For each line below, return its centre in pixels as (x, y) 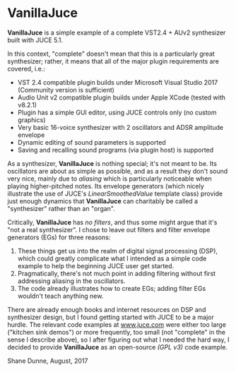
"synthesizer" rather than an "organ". (61, 208)
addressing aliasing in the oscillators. (71, 281)
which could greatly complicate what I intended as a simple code (112, 258)
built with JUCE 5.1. (35, 40)
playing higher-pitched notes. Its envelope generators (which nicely (106, 186)
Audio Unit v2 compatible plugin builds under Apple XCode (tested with (122, 97)
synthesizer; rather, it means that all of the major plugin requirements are (113, 61)
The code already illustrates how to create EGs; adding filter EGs (112, 288)
